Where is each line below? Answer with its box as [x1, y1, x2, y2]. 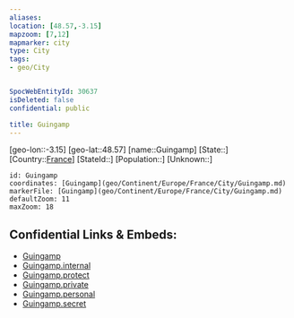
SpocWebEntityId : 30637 [9, 87, 99, 96]
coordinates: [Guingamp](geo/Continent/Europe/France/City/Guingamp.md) [9, 179, 287, 188]
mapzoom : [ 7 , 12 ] [9, 30, 70, 39]
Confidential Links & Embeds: [9, 227, 177, 242]
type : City [9, 47, 50, 56]
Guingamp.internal [22, 261, 91, 271]
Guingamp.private [22, 279, 90, 290]
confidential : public [9, 104, 91, 113]
